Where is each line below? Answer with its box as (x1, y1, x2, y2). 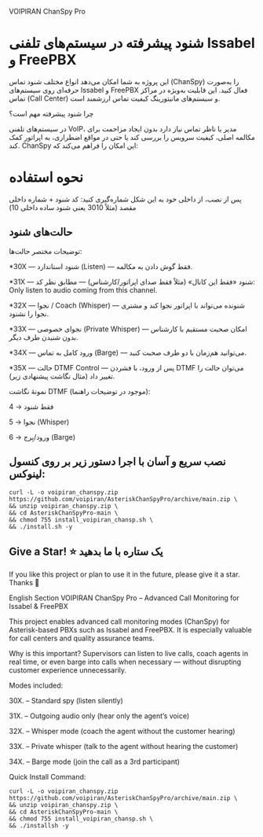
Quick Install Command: (9, 772, 86, 782)
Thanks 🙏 (9, 578, 40, 588)
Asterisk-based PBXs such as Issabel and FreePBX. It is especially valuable (9, 625, 252, 635)
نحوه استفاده (9, 168, 84, 186)
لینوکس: (9, 467, 46, 481)
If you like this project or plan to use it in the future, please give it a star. (9, 570, 240, 579)
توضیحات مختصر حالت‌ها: (9, 246, 82, 256)
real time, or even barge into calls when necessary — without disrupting (9, 657, 242, 667)
